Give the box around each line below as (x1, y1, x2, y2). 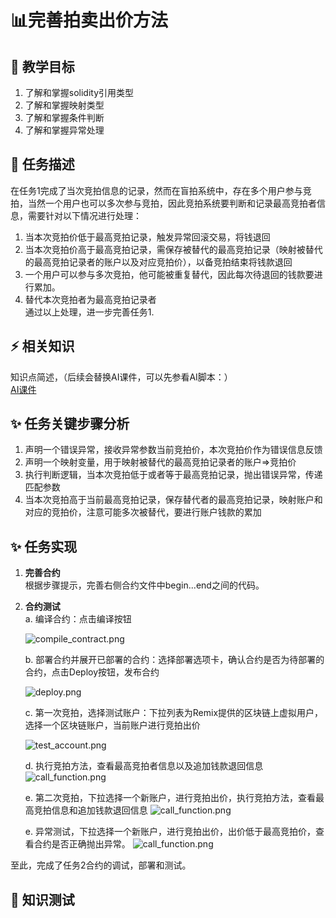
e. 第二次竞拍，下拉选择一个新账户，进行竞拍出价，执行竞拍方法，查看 (24, 792, 316, 804)
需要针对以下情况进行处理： (27, 209, 142, 221)
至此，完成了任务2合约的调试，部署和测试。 (10, 859, 192, 871)
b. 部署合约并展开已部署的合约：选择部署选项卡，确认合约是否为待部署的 (24, 654, 325, 666)
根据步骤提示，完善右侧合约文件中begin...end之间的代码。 (24, 579, 265, 591)
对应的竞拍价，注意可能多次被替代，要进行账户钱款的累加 (24, 506, 262, 518)
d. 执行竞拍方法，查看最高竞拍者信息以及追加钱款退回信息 (24, 760, 264, 772)
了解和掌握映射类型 (24, 99, 105, 111)
